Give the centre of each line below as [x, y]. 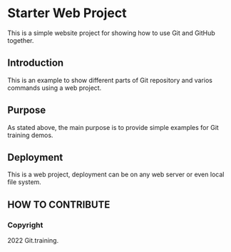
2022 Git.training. [33, 241]
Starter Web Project [67, 13]
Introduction [36, 63]
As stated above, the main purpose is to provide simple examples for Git [113, 127]
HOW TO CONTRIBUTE [59, 205]
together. [21, 40]
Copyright [25, 225]
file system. [24, 182]
